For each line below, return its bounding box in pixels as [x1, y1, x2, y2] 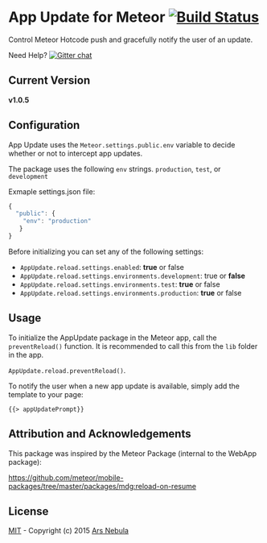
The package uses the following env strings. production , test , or [8, 164, 221, 173]
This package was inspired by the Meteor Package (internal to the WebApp [8, 448, 257, 458]
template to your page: [8, 389, 84, 399]
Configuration [8, 118, 80, 132]
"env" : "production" [23, 218, 92, 226]
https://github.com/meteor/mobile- [8, 472, 124, 483]
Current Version [8, 73, 91, 88]
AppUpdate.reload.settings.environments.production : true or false [19, 288, 242, 297]
